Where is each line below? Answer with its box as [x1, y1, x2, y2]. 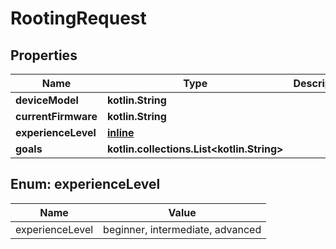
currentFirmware [15, 110, 98, 123]
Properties [10, 47, 78, 64]
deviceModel [15, 93, 79, 107]
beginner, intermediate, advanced [103, 222, 262, 236]
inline [107, 126, 135, 139]
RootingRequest [10, 7, 147, 30]
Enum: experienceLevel [10, 176, 161, 193]
